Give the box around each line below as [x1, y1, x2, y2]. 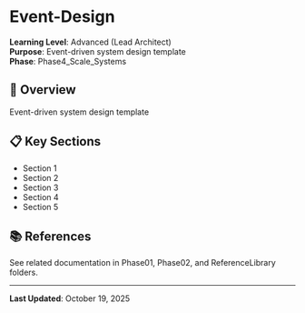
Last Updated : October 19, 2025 [9, 293, 131, 304]
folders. [9, 267, 38, 278]
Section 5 [22, 201, 59, 212]
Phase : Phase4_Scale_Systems [9, 56, 127, 66]
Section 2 [22, 172, 59, 183]
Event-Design [9, 6, 115, 27]
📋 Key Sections [9, 134, 102, 149]
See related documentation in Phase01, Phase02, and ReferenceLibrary [9, 257, 277, 268]
